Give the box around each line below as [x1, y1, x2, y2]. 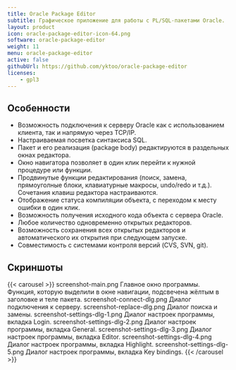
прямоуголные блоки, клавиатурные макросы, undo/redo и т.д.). [17, 181, 213, 189]
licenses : [7, 69, 37, 76]
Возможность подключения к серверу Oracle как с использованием [17, 121, 225, 129]
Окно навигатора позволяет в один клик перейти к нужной [17, 158, 196, 167]
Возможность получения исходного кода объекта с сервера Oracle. [17, 211, 224, 220]
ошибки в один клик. [17, 203, 80, 212]
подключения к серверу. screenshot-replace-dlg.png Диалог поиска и [7, 303, 218, 311]
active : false [7, 56, 49, 64]
